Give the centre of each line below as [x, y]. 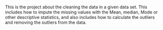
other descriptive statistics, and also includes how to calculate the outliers [80, 17]
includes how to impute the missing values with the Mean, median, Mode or [81, 12]
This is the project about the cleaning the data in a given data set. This [76, 7]
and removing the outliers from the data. [46, 22]
